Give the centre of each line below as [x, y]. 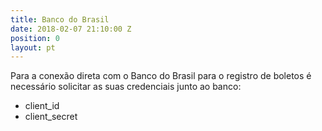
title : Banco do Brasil [60, 19]
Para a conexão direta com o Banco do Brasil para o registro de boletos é [161, 76]
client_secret [51, 117]
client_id [42, 106]
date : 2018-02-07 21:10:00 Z [71, 29]
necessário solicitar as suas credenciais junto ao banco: [126, 87]
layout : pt [33, 47]
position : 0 [35, 38]
